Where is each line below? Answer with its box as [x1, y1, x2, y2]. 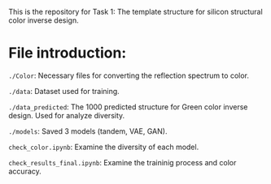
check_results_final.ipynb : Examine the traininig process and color [8, 157, 237, 167]
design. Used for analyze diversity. [8, 110, 125, 120]
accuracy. [8, 166, 42, 176]
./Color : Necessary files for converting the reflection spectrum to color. [8, 71, 250, 80]
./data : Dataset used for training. [8, 86, 120, 96]
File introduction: [8, 44, 127, 62]
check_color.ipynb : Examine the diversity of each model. [8, 142, 199, 152]
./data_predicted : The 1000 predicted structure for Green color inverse [8, 101, 248, 112]
